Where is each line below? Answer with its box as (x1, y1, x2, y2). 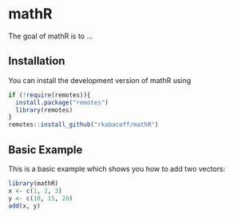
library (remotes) (15, 105, 73, 114)
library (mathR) (8, 179, 59, 188)
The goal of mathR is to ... (8, 31, 93, 41)
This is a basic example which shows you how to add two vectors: (8, 164, 226, 173)
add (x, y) (8, 201, 41, 210)
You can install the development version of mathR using (8, 75, 192, 85)
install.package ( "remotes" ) (15, 98, 109, 106)
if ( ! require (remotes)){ (8, 91, 91, 99)
